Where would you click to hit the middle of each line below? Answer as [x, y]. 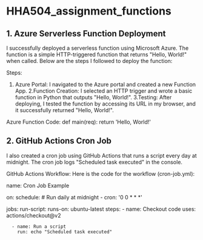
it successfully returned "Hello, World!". [64, 110]
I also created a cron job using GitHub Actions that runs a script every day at [101, 155]
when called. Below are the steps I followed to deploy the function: [89, 61]
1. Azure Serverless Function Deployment [86, 34]
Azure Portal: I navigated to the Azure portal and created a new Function [105, 84]
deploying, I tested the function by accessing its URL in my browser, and [105, 104]
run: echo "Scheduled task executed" [65, 232]
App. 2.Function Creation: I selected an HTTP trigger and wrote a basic [104, 91]
